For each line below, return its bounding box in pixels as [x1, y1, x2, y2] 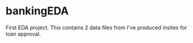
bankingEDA [5, 4, 69, 18]
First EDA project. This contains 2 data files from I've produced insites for [5, 24, 188, 31]
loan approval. [5, 30, 41, 37]
